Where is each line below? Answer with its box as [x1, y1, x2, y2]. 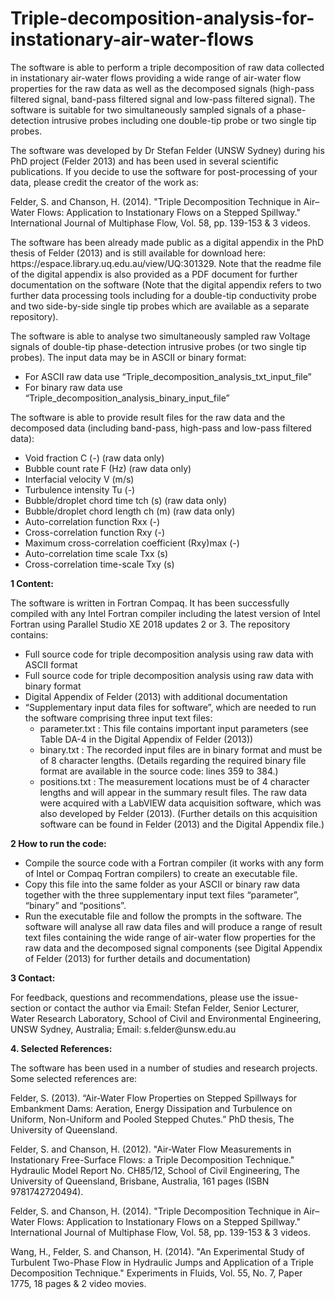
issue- [272, 991, 299, 1003]
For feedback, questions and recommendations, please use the [10, 991, 271, 1003]
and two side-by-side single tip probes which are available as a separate [10, 300, 310, 312]
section [10, 1002, 42, 1014]
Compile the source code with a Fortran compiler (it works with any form [24, 857, 325, 869]
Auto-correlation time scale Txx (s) [24, 547, 169, 559]
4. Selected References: [10, 1042, 113, 1054]
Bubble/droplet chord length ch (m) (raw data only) [24, 505, 236, 517]
